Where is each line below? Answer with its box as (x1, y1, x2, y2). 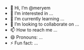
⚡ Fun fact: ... (10, 40, 38, 46)
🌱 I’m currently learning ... (10, 16, 65, 21)
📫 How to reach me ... (10, 27, 58, 33)
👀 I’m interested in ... (10, 10, 53, 16)
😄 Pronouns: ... (10, 34, 43, 40)
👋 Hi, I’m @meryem (10, 5, 51, 11)
